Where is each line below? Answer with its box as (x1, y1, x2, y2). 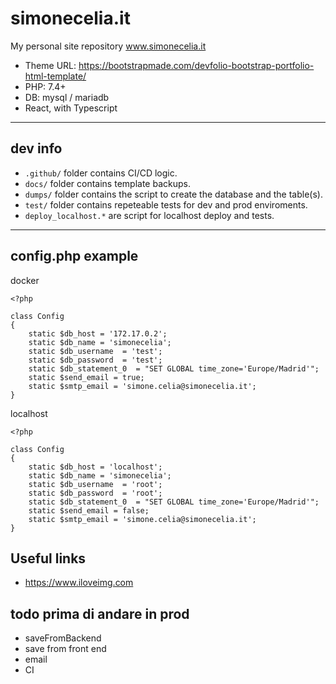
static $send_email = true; (28, 372, 145, 382)
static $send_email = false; (28, 505, 150, 516)
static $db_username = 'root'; (28, 479, 163, 489)
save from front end (24, 643, 107, 655)
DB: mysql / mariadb (24, 91, 110, 103)
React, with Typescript (24, 102, 118, 114)
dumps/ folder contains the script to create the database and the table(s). (24, 188, 323, 200)
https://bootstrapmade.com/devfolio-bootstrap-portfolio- (78, 59, 315, 71)
